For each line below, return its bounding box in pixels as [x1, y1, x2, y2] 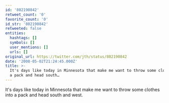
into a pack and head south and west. [5, 91, 83, 98]
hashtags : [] [10, 36, 37, 41]
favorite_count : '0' [5, 17, 49, 22]
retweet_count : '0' [5, 12, 46, 17]
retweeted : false [5, 26, 42, 31]
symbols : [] [10, 40, 35, 45]
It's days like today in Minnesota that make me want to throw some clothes [5, 86, 160, 92]
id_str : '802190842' [5, 21, 49, 27]
